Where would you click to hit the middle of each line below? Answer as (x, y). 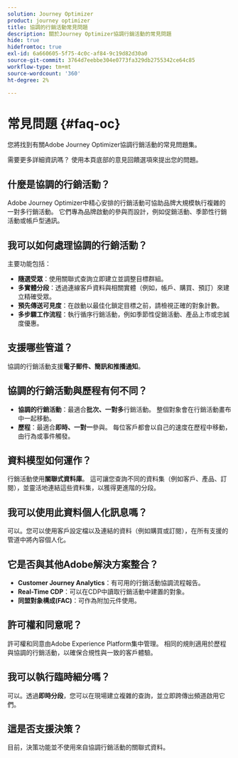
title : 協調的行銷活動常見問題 (48, 27)
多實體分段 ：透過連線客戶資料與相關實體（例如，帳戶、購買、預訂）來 (120, 287)
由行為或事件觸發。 (46, 436)
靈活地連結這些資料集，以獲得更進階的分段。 (94, 488)
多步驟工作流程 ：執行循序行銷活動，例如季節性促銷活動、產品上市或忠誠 (123, 314)
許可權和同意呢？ (45, 625)
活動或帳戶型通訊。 (36, 220)
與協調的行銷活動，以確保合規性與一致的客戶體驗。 (82, 652)
